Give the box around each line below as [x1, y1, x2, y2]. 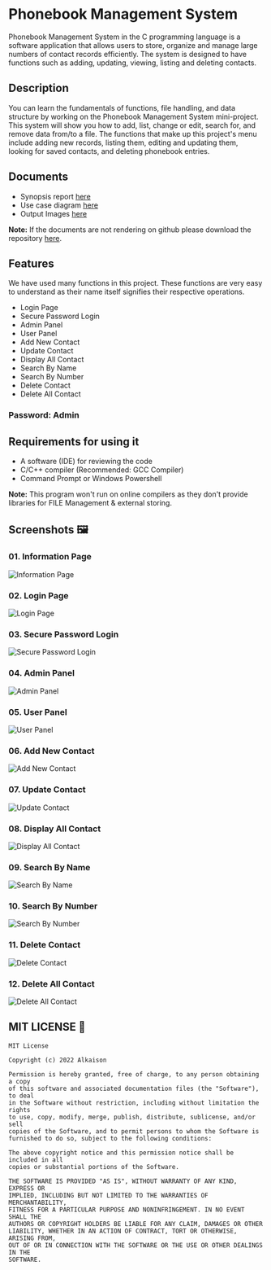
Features [8, 256, 54, 270]
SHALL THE [8, 1212, 42, 1221]
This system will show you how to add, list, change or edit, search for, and [8, 120, 256, 130]
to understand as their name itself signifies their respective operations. [8, 287, 245, 297]
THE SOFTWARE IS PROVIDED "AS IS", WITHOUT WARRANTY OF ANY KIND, [8, 1177, 238, 1185]
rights [8, 1106, 31, 1114]
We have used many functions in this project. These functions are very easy [8, 278, 263, 288]
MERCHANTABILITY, [8, 1198, 67, 1206]
